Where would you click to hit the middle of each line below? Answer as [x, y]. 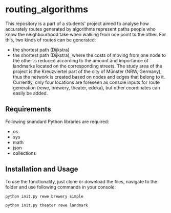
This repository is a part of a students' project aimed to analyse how [77, 23]
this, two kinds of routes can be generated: [51, 40]
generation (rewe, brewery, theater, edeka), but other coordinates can [86, 87]
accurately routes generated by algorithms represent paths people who [81, 29]
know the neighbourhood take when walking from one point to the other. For [86, 34]
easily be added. [30, 93]
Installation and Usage [42, 169]
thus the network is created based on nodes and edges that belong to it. [89, 77]
